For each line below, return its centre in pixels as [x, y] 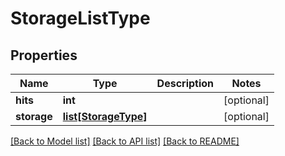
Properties [44, 55]
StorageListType [80, 18]
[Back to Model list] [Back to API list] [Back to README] [125, 141]
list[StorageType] [105, 116]
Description [185, 83]
